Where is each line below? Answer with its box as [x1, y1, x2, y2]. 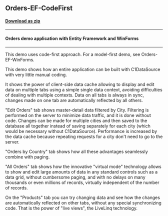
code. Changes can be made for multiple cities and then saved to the [5, 117, 147, 123]
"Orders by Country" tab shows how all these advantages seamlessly [5, 148, 148, 154]
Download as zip [5, 17, 40, 24]
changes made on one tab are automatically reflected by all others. [5, 97, 143, 103]
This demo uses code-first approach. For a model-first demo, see [5, 51, 140, 57]
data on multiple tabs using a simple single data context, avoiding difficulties [5, 86, 162, 92]
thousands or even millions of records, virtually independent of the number [5, 179, 159, 185]
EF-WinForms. [5, 56, 35, 62]
